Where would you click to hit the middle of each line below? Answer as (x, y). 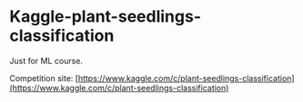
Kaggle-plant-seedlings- (106, 17)
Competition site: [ (44, 78)
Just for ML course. (46, 60)
